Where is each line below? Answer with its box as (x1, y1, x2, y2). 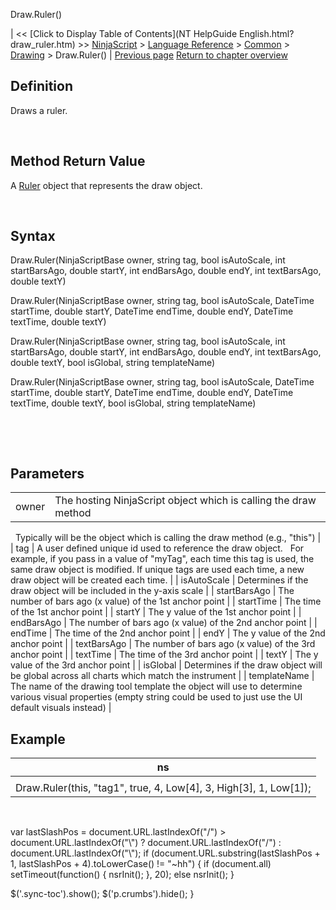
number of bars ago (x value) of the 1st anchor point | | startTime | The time (10, 595, 322, 608)
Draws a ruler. (10, 104, 68, 116)
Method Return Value (10, 153, 146, 170)
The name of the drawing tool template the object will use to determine (10, 680, 303, 693)
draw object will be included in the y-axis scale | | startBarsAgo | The (10, 585, 295, 597)
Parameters (10, 465, 85, 482)
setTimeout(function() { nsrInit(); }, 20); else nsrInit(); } (10, 869, 235, 881)
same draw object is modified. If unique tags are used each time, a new (10, 564, 305, 576)
